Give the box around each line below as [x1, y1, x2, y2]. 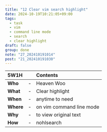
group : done [5, 47, 29, 52]
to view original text [36, 112, 81, 118]
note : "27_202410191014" [5, 52, 55, 57]
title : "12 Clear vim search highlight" [5, 7, 89, 12]
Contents [36, 72, 58, 79]
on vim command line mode [36, 103, 100, 110]
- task [9, 20, 23, 26]
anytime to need [36, 96, 73, 103]
